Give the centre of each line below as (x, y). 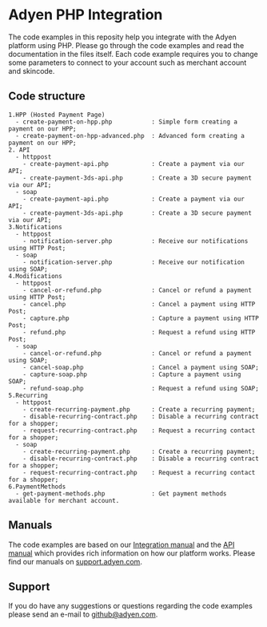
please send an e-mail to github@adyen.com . (83, 614)
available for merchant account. (64, 500)
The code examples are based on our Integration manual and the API (122, 544)
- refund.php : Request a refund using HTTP (139, 332)
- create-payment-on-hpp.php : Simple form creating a (127, 122)
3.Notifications (35, 227)
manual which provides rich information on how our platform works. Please (132, 553)
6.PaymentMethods (37, 487)
